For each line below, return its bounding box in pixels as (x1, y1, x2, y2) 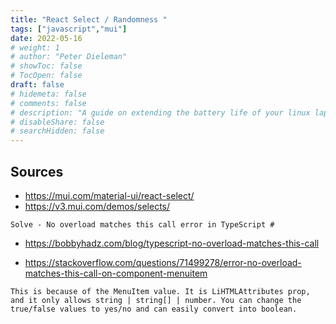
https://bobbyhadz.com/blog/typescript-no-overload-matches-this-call (24, 237, 320, 249)
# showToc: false (10, 61, 83, 71)
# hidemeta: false (10, 89, 87, 99)
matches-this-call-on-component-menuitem (24, 267, 208, 279)
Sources (10, 163, 64, 180)
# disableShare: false (10, 117, 105, 127)
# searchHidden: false (10, 126, 105, 136)
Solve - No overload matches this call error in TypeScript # (10, 219, 275, 230)
